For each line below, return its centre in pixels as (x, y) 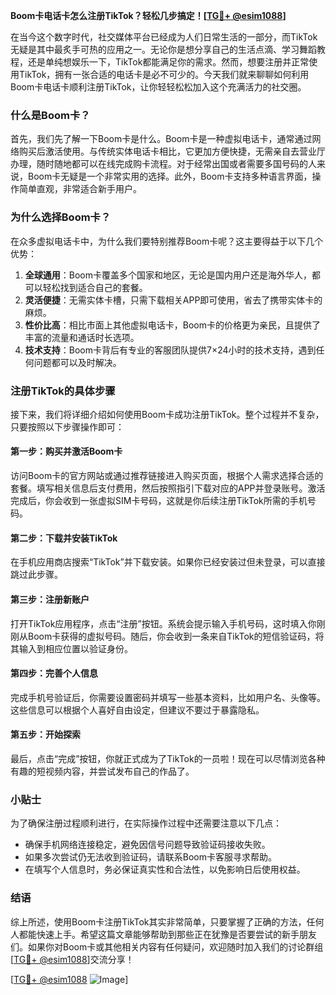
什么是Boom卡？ (50, 115)
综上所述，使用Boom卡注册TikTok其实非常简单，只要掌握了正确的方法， (158, 921)
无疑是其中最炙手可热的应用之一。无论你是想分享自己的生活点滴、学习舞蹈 (163, 49)
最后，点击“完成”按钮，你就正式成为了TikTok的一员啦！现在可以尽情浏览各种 (168, 758)
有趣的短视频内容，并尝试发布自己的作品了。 (102, 771)
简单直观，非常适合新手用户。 (80, 189)
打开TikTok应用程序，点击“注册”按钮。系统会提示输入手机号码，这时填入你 (163, 623)
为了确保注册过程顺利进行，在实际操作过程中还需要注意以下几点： (146, 823)
